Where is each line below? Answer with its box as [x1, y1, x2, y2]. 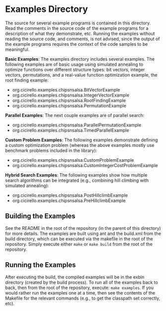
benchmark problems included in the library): [5, 147, 98, 153]
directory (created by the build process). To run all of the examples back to [5, 279, 158, 285]
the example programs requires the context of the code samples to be [5, 41, 148, 47]
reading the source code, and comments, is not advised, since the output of [5, 36, 160, 42]
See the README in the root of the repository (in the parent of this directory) [5, 225, 161, 231]
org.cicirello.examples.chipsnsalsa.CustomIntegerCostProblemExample [12, 162, 158, 168]
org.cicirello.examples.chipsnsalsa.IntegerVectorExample [12, 92, 130, 98]
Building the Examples [5, 212, 76, 220]
